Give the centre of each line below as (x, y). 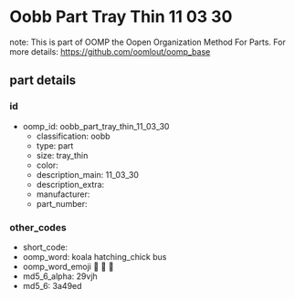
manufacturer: (63, 194)
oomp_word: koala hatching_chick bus (95, 256)
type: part (55, 145)
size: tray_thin (62, 155)
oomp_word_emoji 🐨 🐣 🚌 (68, 266)
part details (43, 81)
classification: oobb (74, 136)
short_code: (45, 247)
